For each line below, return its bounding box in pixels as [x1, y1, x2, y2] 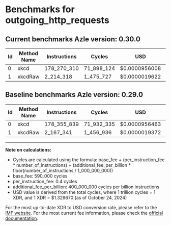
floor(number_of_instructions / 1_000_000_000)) [12, 167, 113, 173]
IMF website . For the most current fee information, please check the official [5, 210, 163, 216]
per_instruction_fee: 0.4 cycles [12, 178, 77, 184]
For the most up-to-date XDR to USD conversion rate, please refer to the [5, 204, 157, 210]
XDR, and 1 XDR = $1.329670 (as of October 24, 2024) [12, 194, 127, 200]
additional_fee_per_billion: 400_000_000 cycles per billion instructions [12, 184, 159, 190]
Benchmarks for [5, 4, 75, 15]
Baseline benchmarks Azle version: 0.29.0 [5, 90, 144, 99]
